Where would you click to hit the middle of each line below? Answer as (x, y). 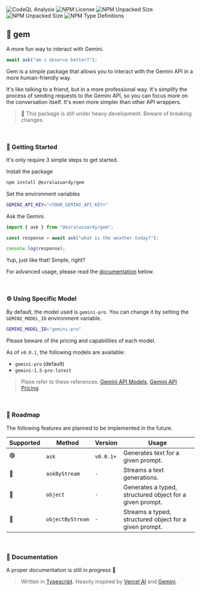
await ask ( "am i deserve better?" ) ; (52, 60)
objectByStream (68, 519)
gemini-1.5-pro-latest (43, 370)
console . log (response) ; (36, 249)
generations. (141, 477)
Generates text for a (151, 452)
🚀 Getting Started (32, 147)
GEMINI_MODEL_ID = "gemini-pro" (44, 329)
